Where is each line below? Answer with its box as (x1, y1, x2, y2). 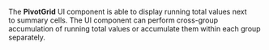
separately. (8, 32, 46, 42)
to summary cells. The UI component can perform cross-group (8, 15, 219, 25)
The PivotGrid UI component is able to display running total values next (8, 7, 247, 16)
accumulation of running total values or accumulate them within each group (8, 24, 261, 33)
